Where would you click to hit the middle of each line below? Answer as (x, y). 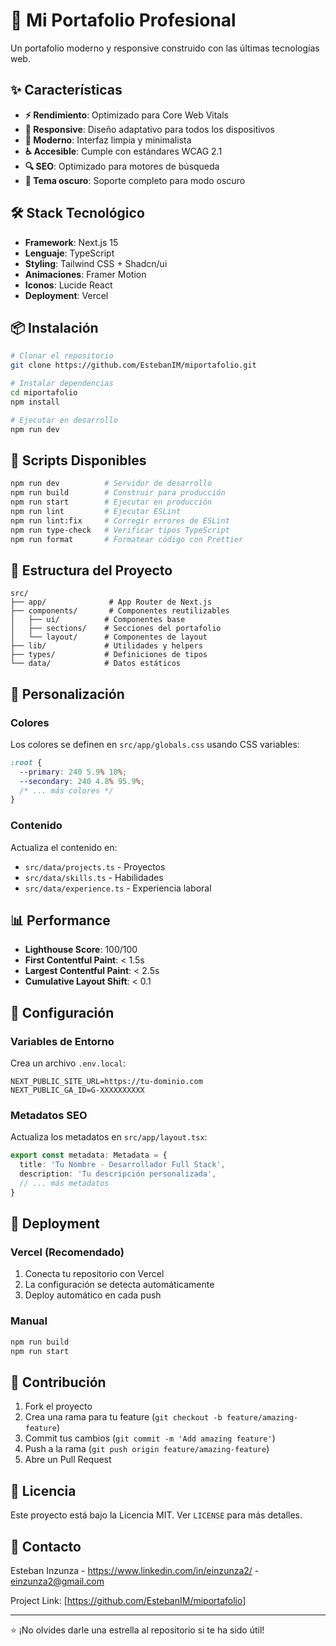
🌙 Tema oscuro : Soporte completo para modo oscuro (135, 180)
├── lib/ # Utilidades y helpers (106, 646)
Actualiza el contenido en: (64, 847)
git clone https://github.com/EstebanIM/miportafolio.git (133, 365)
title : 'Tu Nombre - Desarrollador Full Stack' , (122, 1165)
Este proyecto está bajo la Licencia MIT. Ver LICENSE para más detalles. (156, 1515)
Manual (29, 1321)
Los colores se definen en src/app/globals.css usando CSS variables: (155, 744)
